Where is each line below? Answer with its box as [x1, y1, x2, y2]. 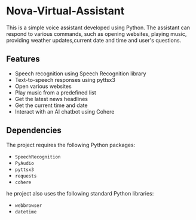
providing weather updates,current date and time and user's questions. [6, 36, 182, 44]
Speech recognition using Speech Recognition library [14, 70, 146, 77]
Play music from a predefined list [14, 88, 97, 96]
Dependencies [6, 126, 62, 136]
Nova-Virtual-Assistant [6, 4, 125, 18]
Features [6, 54, 40, 64]
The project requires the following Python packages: [6, 141, 136, 148]
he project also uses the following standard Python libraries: [6, 190, 154, 197]
